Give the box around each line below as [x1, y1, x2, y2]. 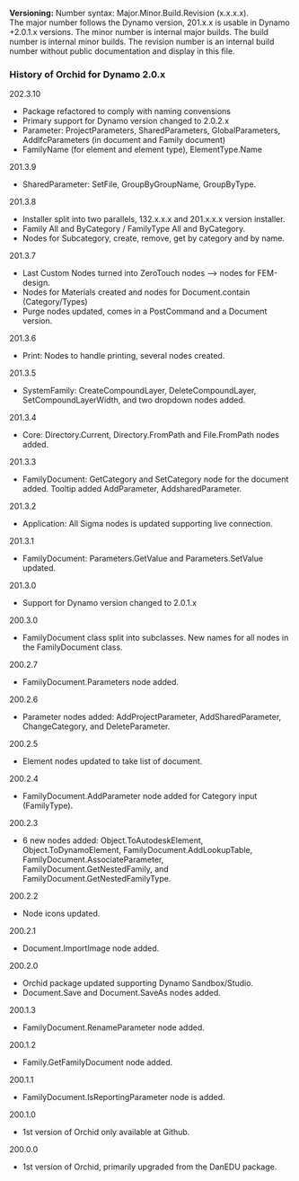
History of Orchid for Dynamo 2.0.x [9, 67, 166, 80]
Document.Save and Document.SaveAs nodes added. [22, 988, 222, 999]
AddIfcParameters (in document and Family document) [22, 135, 226, 146]
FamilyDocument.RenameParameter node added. [22, 1022, 205, 1033]
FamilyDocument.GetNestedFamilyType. [22, 874, 171, 884]
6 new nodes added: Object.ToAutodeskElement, [22, 835, 204, 846]
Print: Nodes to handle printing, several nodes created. [22, 351, 225, 361]
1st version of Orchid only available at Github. [22, 1127, 190, 1138]
